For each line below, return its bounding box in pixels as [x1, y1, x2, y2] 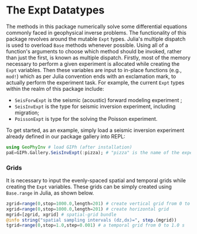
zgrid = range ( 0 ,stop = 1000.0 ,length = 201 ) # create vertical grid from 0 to [6, 201, 191, 206]
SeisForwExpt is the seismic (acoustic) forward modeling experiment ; [14, 96, 182, 103]
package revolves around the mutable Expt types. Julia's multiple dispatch [6, 35, 186, 42]
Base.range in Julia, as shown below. [6, 189, 94, 196]
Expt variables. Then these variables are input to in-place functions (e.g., [6, 66, 182, 73]
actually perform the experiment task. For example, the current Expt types [6, 79, 185, 86]
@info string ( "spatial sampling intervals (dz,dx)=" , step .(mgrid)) [6, 217, 177, 223]
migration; [14, 109, 40, 116]
